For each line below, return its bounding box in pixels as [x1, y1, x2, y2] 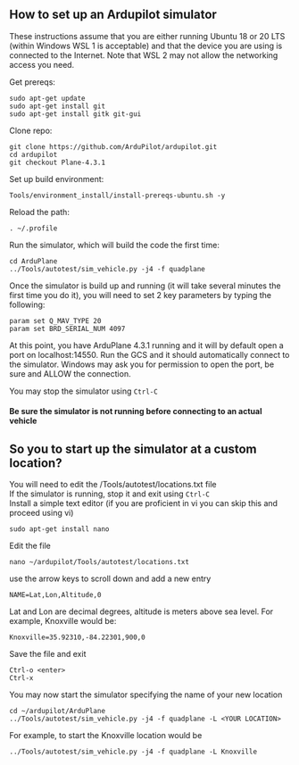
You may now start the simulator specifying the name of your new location [9, 689, 283, 700]
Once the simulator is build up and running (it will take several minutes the [9, 280, 281, 291]
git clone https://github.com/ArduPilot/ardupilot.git [9, 142, 218, 151]
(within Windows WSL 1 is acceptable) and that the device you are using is [9, 40, 283, 51]
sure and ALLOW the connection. [9, 368, 131, 378]
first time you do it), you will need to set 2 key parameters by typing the [9, 289, 272, 300]
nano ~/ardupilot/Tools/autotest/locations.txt [9, 558, 190, 567]
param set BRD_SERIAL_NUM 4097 [9, 324, 126, 333]
